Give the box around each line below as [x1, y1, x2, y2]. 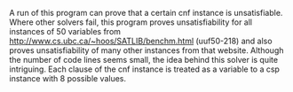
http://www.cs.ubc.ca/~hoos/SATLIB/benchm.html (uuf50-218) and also [9, 35, 273, 46]
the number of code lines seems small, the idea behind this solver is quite [9, 55, 278, 65]
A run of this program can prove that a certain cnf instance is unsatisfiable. [9, 8, 283, 18]
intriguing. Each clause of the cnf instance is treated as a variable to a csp [9, 64, 280, 74]
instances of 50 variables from [9, 27, 122, 36]
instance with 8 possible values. [9, 73, 127, 83]
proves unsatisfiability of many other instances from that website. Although [9, 45, 284, 56]
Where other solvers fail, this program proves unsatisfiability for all [9, 17, 253, 27]
